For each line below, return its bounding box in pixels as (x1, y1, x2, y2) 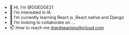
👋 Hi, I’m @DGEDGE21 (9, 5, 54, 10)
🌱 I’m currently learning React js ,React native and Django (9, 15, 124, 20)
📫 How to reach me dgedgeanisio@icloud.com (9, 25, 104, 30)
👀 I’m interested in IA (9, 9, 51, 15)
